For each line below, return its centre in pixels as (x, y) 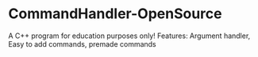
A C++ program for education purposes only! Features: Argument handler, (129, 36)
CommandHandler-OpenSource (115, 14)
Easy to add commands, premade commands (82, 44)
